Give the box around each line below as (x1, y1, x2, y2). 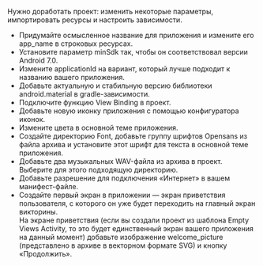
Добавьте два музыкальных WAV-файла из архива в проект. (18, 157, 223, 165)
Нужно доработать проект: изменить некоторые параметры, (7, 7, 214, 16)
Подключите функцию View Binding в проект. (18, 98, 171, 107)
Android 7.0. (18, 55, 58, 65)
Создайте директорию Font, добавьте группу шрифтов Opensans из (18, 131, 248, 141)
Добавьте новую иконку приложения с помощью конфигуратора (18, 106, 239, 116)
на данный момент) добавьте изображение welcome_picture (18, 233, 224, 241)
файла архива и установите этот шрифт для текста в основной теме (18, 140, 249, 149)
